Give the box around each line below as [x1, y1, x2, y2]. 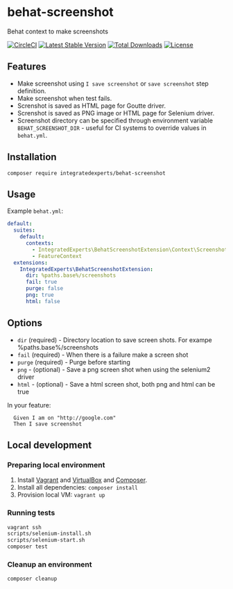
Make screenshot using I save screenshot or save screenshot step [17, 79, 209, 88]
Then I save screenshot [13, 420, 82, 428]
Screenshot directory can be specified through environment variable [17, 116, 214, 124]
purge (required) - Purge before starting [17, 357, 130, 366]
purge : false [25, 285, 64, 292]
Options [7, 317, 43, 329]
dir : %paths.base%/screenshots [25, 272, 116, 279]
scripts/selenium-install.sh [7, 530, 92, 538]
